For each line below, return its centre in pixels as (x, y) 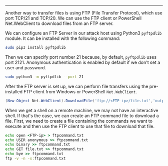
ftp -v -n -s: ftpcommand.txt (35, 159)
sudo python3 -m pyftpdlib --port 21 (44, 77)
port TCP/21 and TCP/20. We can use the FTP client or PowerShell (73, 18)
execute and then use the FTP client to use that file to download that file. (80, 126)
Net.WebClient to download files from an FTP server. (59, 23)
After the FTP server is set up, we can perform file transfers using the (77, 86)
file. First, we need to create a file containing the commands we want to (79, 121)
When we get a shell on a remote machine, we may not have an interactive (82, 110)
